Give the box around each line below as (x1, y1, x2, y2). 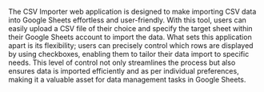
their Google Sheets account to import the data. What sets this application (8, 32, 252, 42)
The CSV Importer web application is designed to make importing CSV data (8, 7, 257, 16)
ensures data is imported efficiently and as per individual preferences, (8, 66, 239, 75)
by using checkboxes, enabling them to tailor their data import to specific (8, 50, 250, 58)
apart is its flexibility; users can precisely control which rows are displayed (8, 41, 254, 50)
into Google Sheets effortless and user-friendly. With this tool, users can (8, 15, 246, 25)
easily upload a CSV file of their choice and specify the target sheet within (8, 24, 254, 33)
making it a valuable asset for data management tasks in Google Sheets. (8, 75, 246, 84)
